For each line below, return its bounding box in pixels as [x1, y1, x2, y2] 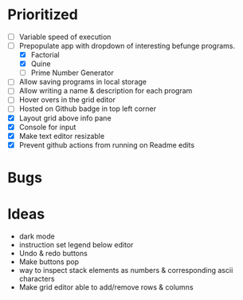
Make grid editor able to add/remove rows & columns [18, 282, 194, 292]
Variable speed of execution [18, 32, 112, 41]
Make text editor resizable [18, 131, 105, 140]
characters [18, 274, 55, 283]
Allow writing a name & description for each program [18, 86, 193, 96]
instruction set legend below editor [18, 239, 134, 249]
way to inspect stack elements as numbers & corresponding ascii [18, 265, 233, 274]
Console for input [18, 122, 76, 132]
